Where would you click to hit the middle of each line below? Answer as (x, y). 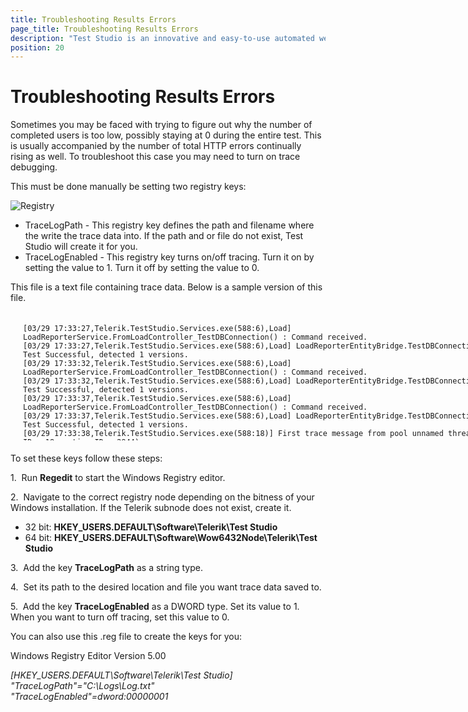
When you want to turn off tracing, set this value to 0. (120, 617)
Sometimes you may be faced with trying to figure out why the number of (161, 125)
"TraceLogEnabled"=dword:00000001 (89, 697)
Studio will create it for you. (81, 247)
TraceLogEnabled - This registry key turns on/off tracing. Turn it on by (169, 257)
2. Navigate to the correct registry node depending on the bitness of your (162, 497)
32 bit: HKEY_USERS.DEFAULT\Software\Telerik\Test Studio (151, 527)
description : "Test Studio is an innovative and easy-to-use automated (162, 38)
